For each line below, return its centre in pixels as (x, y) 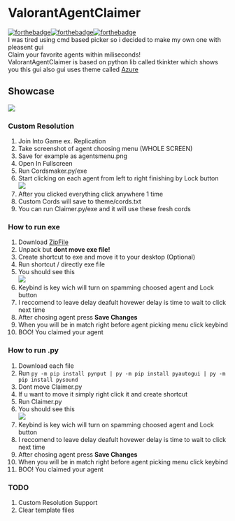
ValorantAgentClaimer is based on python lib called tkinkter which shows (113, 62)
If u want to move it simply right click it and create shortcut (103, 394)
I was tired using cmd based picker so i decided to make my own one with (114, 39)
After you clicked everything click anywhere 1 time (91, 194)
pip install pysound (48, 380)
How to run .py (33, 350)
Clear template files (46, 510)
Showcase (31, 91)
